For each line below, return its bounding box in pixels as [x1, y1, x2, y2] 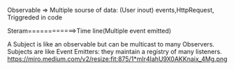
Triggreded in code [7, 13, 63, 21]
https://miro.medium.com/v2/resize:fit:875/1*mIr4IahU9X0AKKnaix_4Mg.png [7, 55, 228, 63]
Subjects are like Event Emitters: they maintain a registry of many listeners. [7, 48, 222, 55]
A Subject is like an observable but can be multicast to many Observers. [7, 40, 215, 48]
